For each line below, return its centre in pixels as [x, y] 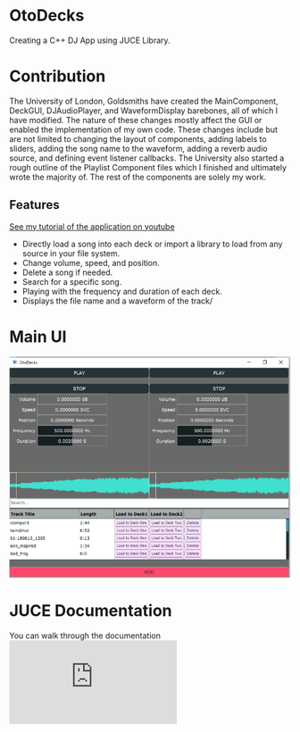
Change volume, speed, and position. [91, 262]
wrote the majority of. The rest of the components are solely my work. [137, 177]
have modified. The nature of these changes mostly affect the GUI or [136, 120]
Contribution [58, 76]
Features [34, 205]
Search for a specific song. [72, 281]
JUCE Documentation [91, 611]
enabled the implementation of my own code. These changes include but [144, 129]
